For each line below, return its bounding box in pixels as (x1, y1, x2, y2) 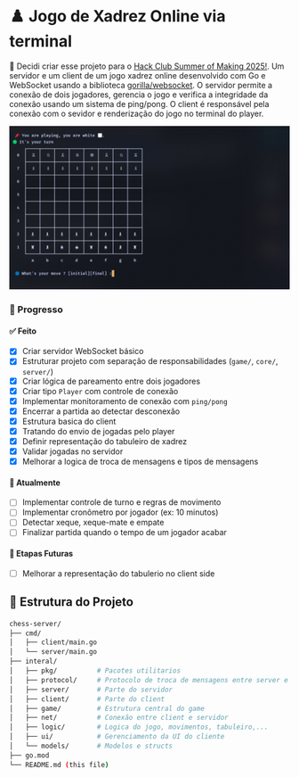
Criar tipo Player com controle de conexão (21, 385, 179, 396)
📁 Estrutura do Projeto (9, 594, 133, 610)
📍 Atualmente (9, 477, 61, 488)
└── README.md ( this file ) (9, 760, 109, 769)
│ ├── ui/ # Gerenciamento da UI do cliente (9, 732, 225, 741)
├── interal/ (9, 657, 58, 666)
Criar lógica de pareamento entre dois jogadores (21, 376, 201, 386)
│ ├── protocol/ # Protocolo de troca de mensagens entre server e (9, 675, 289, 684)
